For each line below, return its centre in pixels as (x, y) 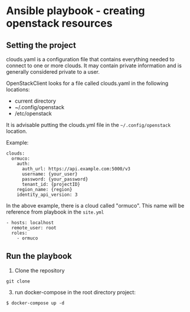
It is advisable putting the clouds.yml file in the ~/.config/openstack (89, 125)
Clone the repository (40, 270)
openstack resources (59, 23)
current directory (35, 101)
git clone (18, 281)
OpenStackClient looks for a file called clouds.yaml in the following (87, 83)
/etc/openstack (33, 114)
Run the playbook (39, 256)
